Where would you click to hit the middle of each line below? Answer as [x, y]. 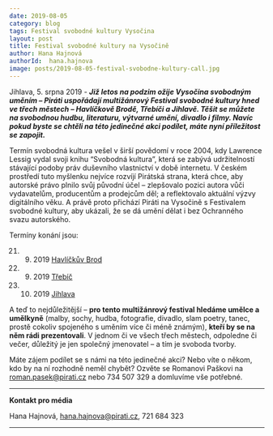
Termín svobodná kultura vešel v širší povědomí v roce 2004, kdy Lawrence [136, 150]
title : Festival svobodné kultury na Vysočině [89, 46]
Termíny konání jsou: [44, 235]
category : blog [35, 24]
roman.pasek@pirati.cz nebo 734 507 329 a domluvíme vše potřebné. [126, 377]
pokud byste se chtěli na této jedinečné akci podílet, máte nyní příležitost [135, 126]
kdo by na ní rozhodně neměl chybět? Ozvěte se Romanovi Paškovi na [126, 368]
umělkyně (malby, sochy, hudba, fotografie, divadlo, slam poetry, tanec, [130, 318]
